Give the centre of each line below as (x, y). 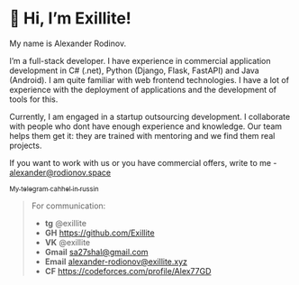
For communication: (68, 206)
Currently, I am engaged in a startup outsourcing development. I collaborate (150, 116)
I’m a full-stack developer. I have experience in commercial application (140, 60)
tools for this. (34, 99)
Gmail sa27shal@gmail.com (96, 252)
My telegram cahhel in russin (54, 188)
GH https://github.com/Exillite (100, 233)
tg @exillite (66, 223)
